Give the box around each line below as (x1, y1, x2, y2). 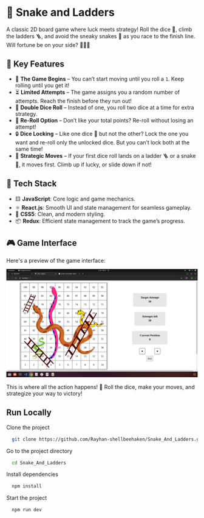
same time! (15, 145, 43, 152)
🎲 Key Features (6, 59, 65, 69)
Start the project (6, 494, 47, 502)
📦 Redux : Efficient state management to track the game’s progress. (15, 217, 185, 224)
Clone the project (6, 424, 50, 431)
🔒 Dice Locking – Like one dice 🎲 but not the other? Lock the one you (15, 130, 189, 137)
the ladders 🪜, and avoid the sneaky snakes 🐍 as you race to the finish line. (6, 32, 195, 40)
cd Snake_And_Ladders (12, 459, 67, 466)
